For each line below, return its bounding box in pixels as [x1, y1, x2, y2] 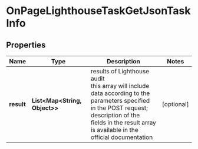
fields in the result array [90, 118, 156, 127]
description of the [90, 111, 140, 119]
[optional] [161, 100, 189, 108]
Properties [6, 40, 46, 50]
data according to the [90, 89, 150, 97]
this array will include [90, 82, 150, 90]
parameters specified [90, 97, 150, 104]
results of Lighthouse [90, 67, 150, 75]
